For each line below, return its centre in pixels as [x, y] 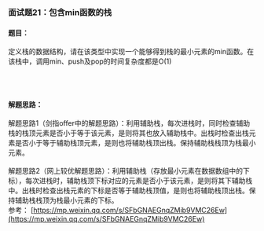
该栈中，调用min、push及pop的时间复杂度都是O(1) [90, 61]
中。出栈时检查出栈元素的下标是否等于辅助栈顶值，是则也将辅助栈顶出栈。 [128, 191]
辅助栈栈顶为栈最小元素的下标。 [66, 200]
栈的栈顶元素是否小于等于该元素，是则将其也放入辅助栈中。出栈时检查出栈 [128, 133]
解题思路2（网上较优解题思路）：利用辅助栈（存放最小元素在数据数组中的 [126, 171]
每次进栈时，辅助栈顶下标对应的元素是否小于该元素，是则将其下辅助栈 [139, 181]
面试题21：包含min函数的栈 [60, 12]
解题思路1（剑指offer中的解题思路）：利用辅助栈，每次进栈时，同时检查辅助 [129, 123]
